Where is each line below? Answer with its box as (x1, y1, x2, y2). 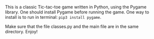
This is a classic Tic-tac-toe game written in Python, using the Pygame (5, 4, 147, 10)
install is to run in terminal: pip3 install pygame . (5, 14, 102, 20)
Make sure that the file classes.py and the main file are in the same (5, 24, 139, 29)
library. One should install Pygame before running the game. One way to (5, 9, 150, 15)
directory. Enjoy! (5, 29, 38, 34)
